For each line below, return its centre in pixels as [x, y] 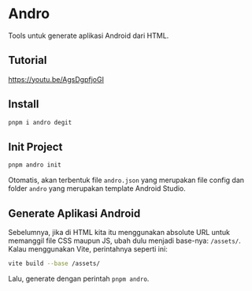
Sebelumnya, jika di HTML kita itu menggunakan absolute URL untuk [119, 232]
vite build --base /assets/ [54, 263]
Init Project [35, 147]
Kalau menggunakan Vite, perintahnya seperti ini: [88, 248]
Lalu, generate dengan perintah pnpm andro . [79, 278]
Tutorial [28, 60]
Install [24, 104]
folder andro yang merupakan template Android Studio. [97, 188]
